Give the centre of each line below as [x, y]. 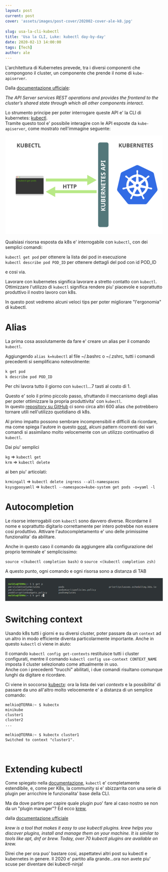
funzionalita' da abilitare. [30, 537]
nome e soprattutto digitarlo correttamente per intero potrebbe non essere [82, 526]
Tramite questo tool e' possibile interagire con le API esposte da [71, 123]
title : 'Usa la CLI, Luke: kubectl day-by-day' [56, 37]
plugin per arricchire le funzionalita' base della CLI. [57, 794]
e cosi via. [16, 272]
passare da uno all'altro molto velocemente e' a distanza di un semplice [79, 690]
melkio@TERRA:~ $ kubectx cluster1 [42, 735]
